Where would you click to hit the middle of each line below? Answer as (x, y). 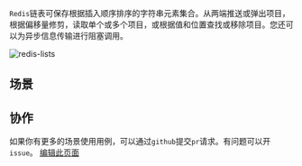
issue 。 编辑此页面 (44, 152)
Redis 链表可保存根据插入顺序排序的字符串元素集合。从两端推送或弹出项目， (150, 13)
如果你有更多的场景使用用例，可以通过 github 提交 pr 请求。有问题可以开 (140, 142)
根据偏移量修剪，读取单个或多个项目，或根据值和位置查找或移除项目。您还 (147, 24)
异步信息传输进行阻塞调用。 (76, 36)
